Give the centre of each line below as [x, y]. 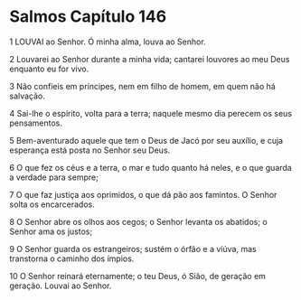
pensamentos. [36, 123]
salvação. [27, 96]
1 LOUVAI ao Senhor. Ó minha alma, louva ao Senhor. [108, 42]
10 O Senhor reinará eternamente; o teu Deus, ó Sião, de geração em [138, 276]
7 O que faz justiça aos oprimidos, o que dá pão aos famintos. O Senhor [143, 194]
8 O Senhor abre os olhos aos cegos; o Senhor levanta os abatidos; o [139, 221]
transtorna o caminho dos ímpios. [72, 258]
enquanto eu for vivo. [49, 69]
